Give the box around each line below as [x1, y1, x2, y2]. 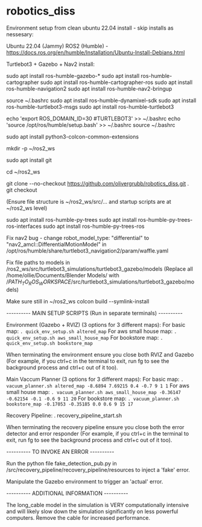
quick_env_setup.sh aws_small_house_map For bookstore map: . [6, 334, 163, 341]
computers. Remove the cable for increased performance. [6, 514, 151, 521]
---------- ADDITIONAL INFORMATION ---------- [6, 490, 128, 497]
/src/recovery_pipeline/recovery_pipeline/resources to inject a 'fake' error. [6, 466, 190, 473]
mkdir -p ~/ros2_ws [6, 144, 55, 152]
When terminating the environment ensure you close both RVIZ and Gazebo [6, 351, 194, 358]
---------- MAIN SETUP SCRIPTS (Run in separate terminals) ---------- [6, 309, 183, 317]
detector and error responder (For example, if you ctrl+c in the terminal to [6, 430, 189, 437]
